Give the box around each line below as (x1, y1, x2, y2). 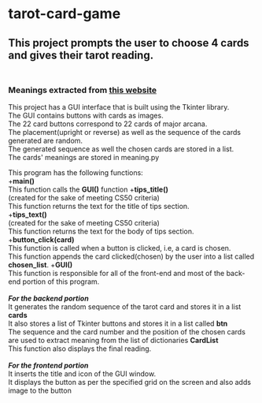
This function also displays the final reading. (8, 344, 152, 353)
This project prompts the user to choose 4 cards (8, 36, 249, 50)
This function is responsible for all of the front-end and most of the (8, 268, 225, 278)
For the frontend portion (8, 360, 89, 370)
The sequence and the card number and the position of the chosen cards (8, 327, 246, 336)
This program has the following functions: (8, 167, 143, 177)
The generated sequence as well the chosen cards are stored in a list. (8, 144, 234, 154)
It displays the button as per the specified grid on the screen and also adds (8, 377, 252, 386)
